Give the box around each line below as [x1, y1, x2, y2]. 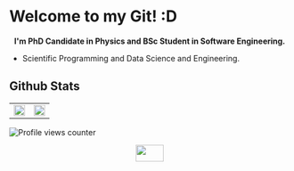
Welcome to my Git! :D [9, 6, 178, 27]
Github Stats [9, 78, 80, 94]
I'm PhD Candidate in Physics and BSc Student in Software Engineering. [13, 36, 286, 46]
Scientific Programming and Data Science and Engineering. [21, 53, 241, 63]
